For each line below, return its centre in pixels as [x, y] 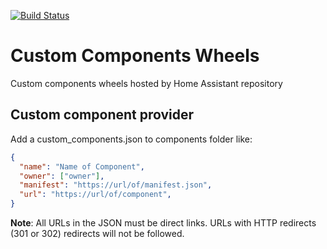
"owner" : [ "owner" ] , [62, 176]
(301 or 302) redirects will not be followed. [97, 233]
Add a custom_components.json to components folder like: [131, 139]
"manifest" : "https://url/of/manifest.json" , [116, 185]
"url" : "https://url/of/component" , [95, 195]
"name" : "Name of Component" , [82, 166]
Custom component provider [102, 115]
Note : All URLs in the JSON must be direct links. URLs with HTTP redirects [163, 223]
